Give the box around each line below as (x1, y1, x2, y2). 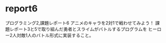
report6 (5, 3, 38, 14)
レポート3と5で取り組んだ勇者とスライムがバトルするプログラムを (9, 26, 147, 32)
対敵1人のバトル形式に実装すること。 (17, 32, 94, 38)
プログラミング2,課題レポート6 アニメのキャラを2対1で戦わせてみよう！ (5, 20, 154, 26)
